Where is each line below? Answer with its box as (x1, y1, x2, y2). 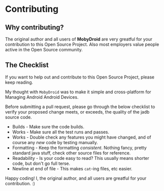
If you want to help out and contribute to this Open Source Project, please (5, 74, 155, 80)
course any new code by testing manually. (12, 139, 98, 145)
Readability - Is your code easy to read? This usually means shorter (12, 155, 149, 161)
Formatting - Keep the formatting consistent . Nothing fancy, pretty (12, 145, 147, 151)
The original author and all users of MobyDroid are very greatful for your (5, 36, 153, 42)
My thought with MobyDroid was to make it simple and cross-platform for (5, 89, 152, 95)
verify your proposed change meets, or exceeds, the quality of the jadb (5, 109, 150, 115)
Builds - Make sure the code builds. (12, 123, 85, 129)
